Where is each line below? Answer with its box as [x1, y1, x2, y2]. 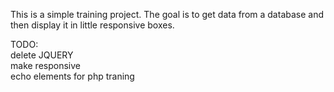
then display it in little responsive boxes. [10, 19, 175, 31]
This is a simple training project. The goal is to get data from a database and [10, 9, 325, 20]
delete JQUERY [10, 49, 74, 61]
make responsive [10, 60, 81, 71]
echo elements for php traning [10, 70, 135, 82]
